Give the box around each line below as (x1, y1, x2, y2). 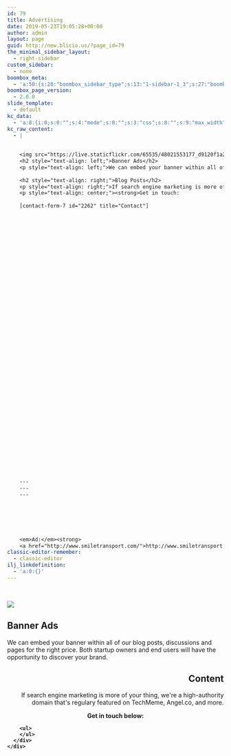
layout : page (7, 36, 45, 43)
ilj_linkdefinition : (7, 561, 67, 569)
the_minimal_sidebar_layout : (7, 49, 91, 56)
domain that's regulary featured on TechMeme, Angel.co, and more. (32, 698, 224, 707)
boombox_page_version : (7, 87, 72, 94)
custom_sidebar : (7, 61, 54, 68)
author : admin (7, 29, 48, 37)
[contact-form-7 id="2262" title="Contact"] (19, 203, 149, 210)
